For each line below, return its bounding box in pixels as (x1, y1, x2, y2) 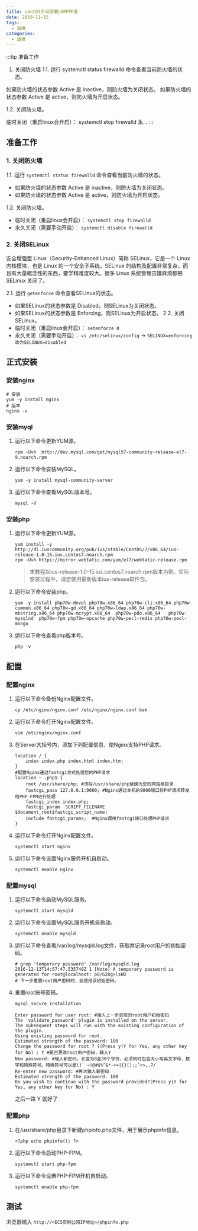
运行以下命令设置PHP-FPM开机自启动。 (14, 1172, 111, 1179)
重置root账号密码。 (14, 989, 61, 996)
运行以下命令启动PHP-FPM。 (14, 1149, 86, 1156)
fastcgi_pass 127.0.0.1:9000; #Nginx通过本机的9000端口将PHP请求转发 (25, 787, 190, 793)
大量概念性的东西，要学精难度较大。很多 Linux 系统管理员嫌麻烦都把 (16, 269, 183, 276)
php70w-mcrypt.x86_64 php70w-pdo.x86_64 (57, 610, 161, 616)
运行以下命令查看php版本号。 (14, 632, 87, 639)
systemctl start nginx (14, 843, 71, 849)
